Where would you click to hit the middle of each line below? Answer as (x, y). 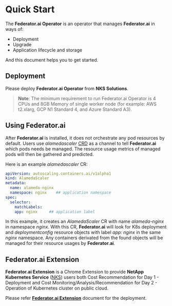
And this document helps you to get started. (52, 60)
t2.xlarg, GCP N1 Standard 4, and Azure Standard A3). (75, 109)
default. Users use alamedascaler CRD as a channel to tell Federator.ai (81, 143)
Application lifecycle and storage (47, 50)
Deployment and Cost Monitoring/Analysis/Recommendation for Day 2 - (81, 283)
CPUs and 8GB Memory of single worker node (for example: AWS (87, 104)
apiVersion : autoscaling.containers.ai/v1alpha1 (58, 174)
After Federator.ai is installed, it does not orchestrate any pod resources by (85, 138)
